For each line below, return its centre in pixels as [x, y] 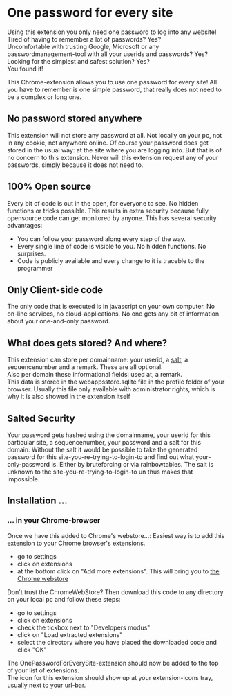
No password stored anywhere [75, 119]
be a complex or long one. [44, 97]
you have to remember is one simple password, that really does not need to [115, 89]
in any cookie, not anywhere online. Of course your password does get [108, 143]
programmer [35, 268]
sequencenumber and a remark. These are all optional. [85, 367]
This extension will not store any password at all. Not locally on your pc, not [115, 135]
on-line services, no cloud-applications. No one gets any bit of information [113, 314]
